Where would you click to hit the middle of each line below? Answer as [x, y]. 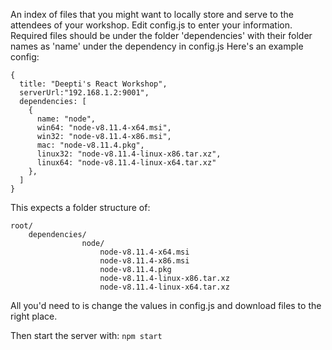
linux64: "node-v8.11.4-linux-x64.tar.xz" [126, 163]
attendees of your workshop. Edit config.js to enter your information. [151, 25]
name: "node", [66, 119]
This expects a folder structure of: [80, 207]
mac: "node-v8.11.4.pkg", [90, 145]
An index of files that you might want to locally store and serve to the [152, 14]
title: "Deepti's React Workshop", [93, 84]
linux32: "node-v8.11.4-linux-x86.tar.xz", [129, 154]
